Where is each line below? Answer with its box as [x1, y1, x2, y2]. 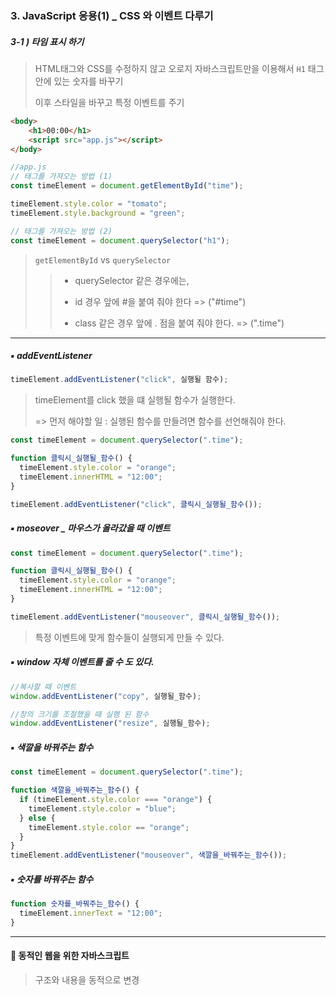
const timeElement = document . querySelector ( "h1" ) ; [10, 235, 230, 246]
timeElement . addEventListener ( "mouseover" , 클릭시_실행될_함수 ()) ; [10, 612, 281, 622]
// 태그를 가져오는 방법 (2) [10, 226, 113, 236]
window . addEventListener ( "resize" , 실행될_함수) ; [10, 718, 211, 729]
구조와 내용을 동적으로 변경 [34, 973, 140, 986]
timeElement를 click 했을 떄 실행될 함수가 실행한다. [34, 394, 236, 406]
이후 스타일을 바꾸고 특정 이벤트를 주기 [34, 96, 185, 108]
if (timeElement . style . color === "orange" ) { [19, 795, 213, 805]
